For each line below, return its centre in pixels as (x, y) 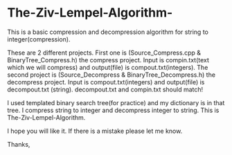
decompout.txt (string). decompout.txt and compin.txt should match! (105, 89)
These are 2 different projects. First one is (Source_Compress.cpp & (104, 53)
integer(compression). (39, 39)
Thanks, (19, 144)
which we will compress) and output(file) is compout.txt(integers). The (108, 67)
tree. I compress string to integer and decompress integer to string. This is (113, 110)
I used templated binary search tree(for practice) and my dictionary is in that (116, 102)
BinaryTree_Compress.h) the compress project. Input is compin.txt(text (108, 60)
